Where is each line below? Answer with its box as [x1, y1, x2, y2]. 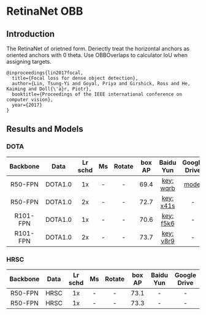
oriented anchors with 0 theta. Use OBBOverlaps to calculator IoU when [6, 51, 188, 59]
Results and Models [6, 124, 84, 134]
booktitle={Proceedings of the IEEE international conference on [12, 91, 183, 97]
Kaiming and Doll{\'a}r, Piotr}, [6, 86, 92, 92]
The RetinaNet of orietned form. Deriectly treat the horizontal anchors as [6, 45, 190, 52]
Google [174, 271, 196, 279]
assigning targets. [6, 58, 52, 65]
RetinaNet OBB [6, 4, 83, 18]
